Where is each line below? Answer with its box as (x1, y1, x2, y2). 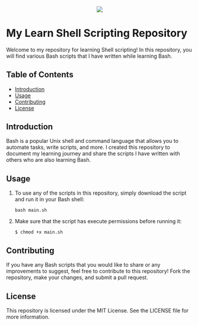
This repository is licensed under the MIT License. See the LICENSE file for (6, 307, 189, 314)
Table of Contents (6, 70, 74, 80)
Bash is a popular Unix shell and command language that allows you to (6, 137, 179, 145)
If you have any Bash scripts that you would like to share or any (6, 261, 161, 268)
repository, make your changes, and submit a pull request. (6, 274, 148, 281)
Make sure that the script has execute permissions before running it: (14, 218, 182, 225)
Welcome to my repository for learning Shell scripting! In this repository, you (6, 46, 192, 53)
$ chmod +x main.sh (14, 229, 63, 235)
